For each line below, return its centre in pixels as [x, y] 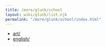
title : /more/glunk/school [34, 10]
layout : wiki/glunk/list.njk [36, 15]
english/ [21, 39]
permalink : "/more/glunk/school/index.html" [53, 19]
